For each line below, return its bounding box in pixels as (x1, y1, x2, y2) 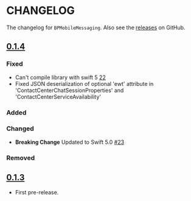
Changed (6, 124, 35, 133)
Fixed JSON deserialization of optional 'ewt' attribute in (15, 80, 154, 87)
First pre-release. (15, 188, 59, 196)
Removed (6, 153, 35, 162)
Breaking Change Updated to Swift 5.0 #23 (15, 138, 125, 146)
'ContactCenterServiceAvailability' (15, 93, 102, 100)
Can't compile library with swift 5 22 (15, 74, 106, 81)
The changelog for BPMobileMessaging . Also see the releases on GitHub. (6, 24, 186, 31)
